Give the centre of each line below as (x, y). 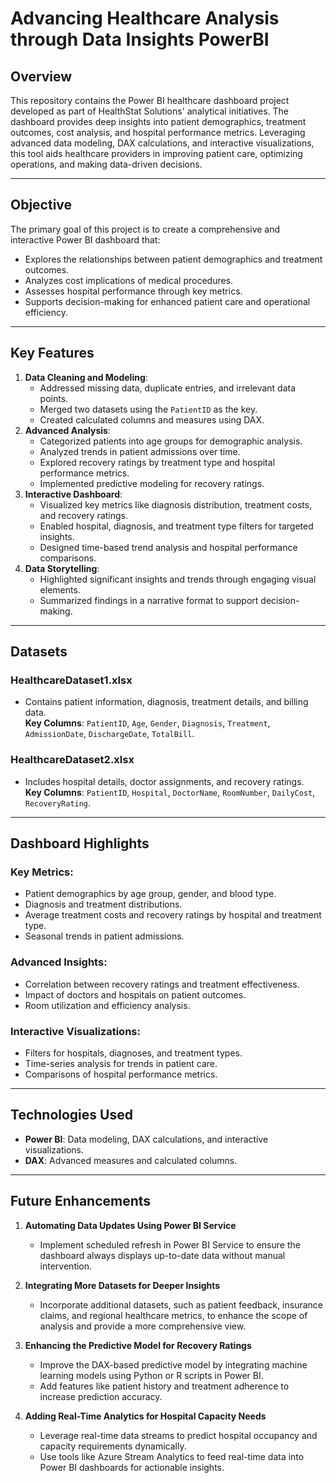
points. (54, 398)
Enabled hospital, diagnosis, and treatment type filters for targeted (176, 526)
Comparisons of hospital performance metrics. (121, 1074)
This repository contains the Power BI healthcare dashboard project (150, 100)
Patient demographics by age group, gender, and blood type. (150, 894)
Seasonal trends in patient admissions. (104, 936)
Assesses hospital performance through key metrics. (133, 291)
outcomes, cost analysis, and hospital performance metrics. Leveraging (158, 132)
